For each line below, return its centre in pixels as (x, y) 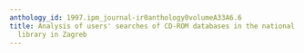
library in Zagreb (53, 34)
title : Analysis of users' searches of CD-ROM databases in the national (152, 26)
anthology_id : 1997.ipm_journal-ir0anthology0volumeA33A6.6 (126, 18)
